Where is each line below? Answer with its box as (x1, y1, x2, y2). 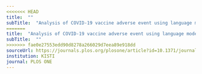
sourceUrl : (6, 48, 34, 54)
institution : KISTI (6, 53, 55, 59)
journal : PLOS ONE (6, 58, 52, 64)
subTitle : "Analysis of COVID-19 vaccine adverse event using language (6, 20, 192, 26)
